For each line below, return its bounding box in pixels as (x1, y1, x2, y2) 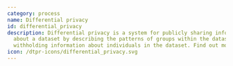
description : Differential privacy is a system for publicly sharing (7, 29, 213, 36)
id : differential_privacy (7, 23, 82, 30)
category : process (7, 10, 60, 17)
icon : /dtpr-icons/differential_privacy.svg (7, 49, 138, 56)
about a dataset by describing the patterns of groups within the (13, 36, 209, 43)
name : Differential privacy (7, 16, 89, 23)
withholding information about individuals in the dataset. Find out (13, 42, 218, 49)
